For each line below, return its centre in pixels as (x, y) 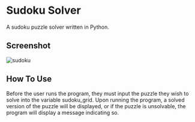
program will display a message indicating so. (63, 112)
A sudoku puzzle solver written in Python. (58, 27)
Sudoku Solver (43, 10)
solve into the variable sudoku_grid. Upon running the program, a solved (95, 100)
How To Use (29, 79)
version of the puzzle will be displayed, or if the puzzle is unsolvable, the (96, 106)
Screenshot (28, 46)
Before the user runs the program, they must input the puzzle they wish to (97, 93)
